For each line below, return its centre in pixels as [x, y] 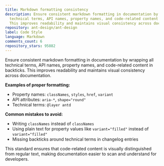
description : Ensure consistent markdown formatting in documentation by [82, 14]
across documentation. [28, 75]
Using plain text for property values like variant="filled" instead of [80, 129]
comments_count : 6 [24, 41]
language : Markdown [25, 37]
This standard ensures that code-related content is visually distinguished [78, 148]
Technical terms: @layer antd [41, 104]
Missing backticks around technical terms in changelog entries [75, 139]
